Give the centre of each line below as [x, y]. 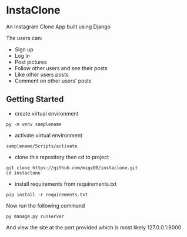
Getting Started [35, 99]
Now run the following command [46, 205]
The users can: [24, 38]
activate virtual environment [49, 135]
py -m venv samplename [34, 124]
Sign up [24, 49]
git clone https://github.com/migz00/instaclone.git [72, 168]
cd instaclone [24, 173]
